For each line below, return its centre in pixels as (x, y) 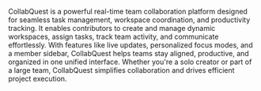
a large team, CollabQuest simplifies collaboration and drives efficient (121, 70)
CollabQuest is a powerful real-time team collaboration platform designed (128, 11)
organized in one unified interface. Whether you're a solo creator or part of (130, 62)
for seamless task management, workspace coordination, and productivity (129, 20)
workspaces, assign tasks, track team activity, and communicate (113, 36)
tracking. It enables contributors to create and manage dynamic (112, 28)
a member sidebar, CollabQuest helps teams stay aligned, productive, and (129, 53)
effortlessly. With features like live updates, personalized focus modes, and (130, 45)
